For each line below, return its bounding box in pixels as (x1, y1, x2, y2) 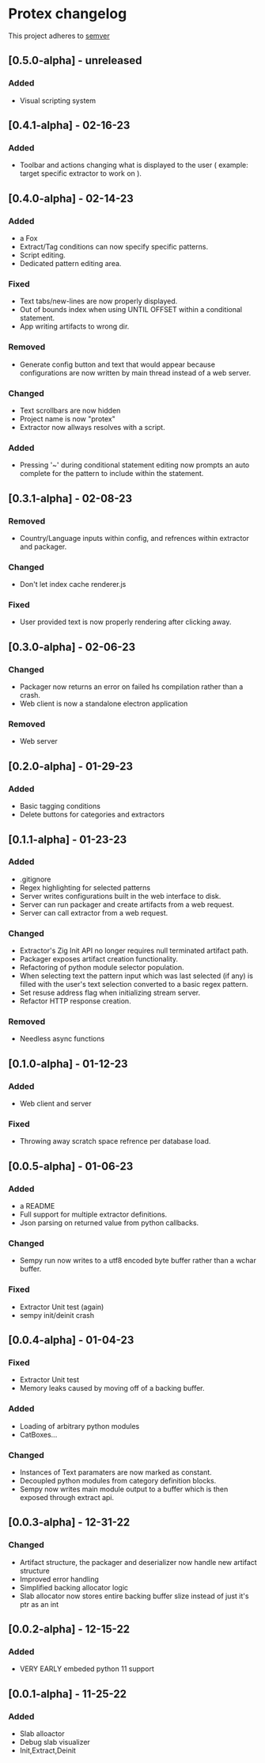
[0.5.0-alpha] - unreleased (8, 54, 142, 67)
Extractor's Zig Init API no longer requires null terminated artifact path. (19, 946, 249, 955)
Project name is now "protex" (19, 413, 116, 424)
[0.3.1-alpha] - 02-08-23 (8, 492, 133, 505)
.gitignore (19, 874, 51, 884)
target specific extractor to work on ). (19, 169, 142, 178)
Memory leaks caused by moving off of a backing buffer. (19, 1384, 205, 1393)
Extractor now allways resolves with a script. (19, 422, 165, 432)
